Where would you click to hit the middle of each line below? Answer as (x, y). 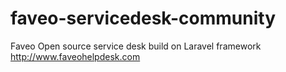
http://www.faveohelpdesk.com (75, 56)
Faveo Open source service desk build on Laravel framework (136, 46)
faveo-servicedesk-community (143, 18)
